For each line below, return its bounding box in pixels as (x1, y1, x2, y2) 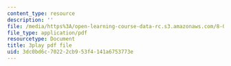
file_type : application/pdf (7, 29, 88, 36)
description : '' (7, 16, 54, 23)
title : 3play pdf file (7, 42, 72, 49)
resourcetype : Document (7, 36, 76, 43)
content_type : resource (7, 10, 76, 17)
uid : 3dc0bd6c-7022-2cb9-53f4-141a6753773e (7, 49, 134, 56)
